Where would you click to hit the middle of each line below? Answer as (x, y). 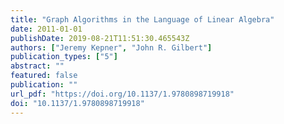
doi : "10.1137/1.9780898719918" (77, 103)
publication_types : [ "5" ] (64, 57)
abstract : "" (37, 66)
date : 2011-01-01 (46, 29)
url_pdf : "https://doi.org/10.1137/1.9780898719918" (122, 94)
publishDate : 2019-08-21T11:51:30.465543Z (100, 38)
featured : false (44, 76)
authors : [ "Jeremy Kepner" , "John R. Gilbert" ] (111, 47)
